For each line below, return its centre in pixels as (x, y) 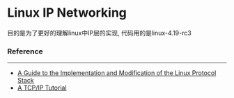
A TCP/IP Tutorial (42, 88)
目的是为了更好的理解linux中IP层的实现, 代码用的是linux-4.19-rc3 (99, 33)
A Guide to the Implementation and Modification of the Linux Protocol (117, 73)
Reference (25, 51)
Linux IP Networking (67, 13)
